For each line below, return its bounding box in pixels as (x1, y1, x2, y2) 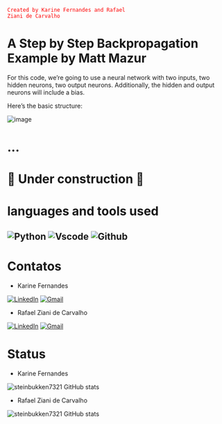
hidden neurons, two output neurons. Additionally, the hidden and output (7, 81, 215, 89)
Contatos (7, 259, 62, 275)
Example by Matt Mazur (7, 51, 147, 66)
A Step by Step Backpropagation (7, 35, 199, 51)
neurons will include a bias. (7, 88, 85, 97)
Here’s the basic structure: (7, 101, 83, 110)
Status (7, 346, 46, 362)
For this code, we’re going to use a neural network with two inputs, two (7, 73, 210, 81)
